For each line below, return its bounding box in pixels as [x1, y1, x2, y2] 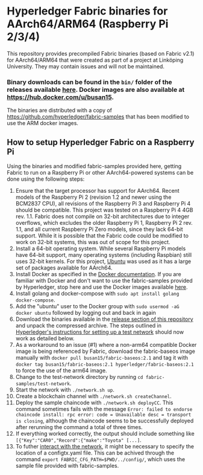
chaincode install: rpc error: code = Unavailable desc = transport [15, 412, 192, 418]
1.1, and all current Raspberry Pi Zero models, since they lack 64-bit [15, 225, 183, 233]
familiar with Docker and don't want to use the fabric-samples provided [15, 277, 193, 285]
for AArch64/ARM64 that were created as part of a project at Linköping [7, 56, 184, 63]
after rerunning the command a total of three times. [15, 424, 143, 431]
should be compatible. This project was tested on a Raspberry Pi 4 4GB [15, 207, 193, 214]
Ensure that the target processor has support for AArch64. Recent [15, 187, 180, 195]
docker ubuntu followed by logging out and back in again [15, 309, 156, 317]
